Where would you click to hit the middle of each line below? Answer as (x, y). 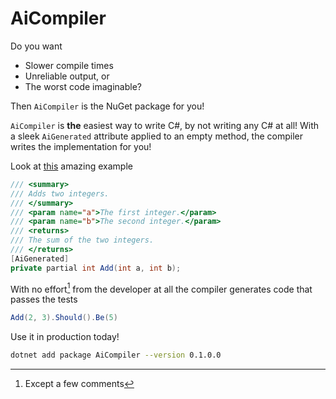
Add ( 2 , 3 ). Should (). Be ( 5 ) (64, 318)
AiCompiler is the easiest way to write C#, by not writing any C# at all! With (165, 125)
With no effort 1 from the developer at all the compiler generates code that (161, 288)
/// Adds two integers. (60, 193)
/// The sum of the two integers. (82, 240)
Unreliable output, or (67, 76)
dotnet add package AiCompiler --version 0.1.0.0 (116, 355)
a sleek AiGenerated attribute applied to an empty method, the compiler (157, 136)
